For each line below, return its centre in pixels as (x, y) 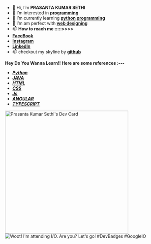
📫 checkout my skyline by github (46, 52)
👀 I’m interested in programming (45, 13)
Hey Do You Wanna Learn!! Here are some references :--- (65, 63)
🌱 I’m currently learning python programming (59, 18)
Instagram (23, 41)
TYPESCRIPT (26, 104)
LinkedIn (21, 46)
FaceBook (23, 36)
